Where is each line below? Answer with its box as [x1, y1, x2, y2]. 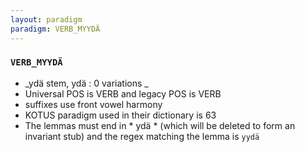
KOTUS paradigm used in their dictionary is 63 [24, 109, 217, 121]
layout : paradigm [10, 14, 83, 25]
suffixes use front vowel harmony [24, 98, 163, 110]
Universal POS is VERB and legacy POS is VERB [24, 87, 222, 100]
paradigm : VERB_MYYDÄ [10, 24, 101, 34]
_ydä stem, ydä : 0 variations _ [24, 77, 149, 89]
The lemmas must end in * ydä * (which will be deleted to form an [24, 119, 296, 131]
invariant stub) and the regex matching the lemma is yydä [24, 130, 260, 142]
